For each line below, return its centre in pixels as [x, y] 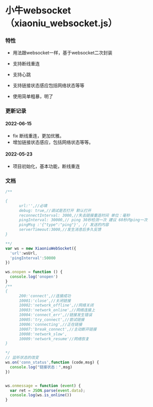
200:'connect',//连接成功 [45, 296]
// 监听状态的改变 [22, 358]
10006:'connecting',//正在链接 [50, 324]
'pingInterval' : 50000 [33, 258]
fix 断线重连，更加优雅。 [38, 135]
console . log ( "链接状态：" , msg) [41, 367]
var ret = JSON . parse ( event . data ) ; [48, 391]
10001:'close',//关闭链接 [45, 301]
